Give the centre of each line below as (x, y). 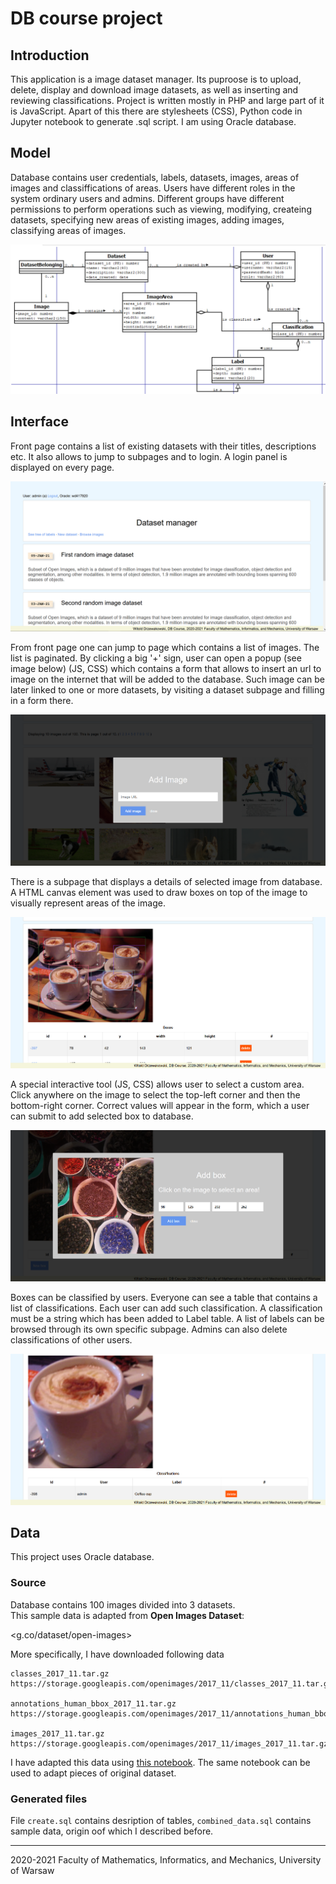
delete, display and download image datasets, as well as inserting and (154, 90)
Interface (39, 422)
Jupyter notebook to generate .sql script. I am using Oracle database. (153, 121)
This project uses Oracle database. (82, 1557)
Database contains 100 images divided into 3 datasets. (123, 1604)
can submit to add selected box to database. (102, 1116)
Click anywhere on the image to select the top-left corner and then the (155, 1094)
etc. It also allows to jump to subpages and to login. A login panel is (149, 456)
